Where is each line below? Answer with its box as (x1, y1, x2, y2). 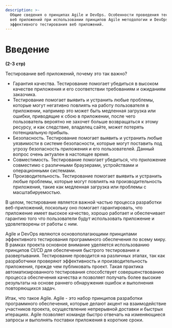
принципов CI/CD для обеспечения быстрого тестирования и (5, 247, 140, 253)
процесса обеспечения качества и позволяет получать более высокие (5, 274, 161, 280)
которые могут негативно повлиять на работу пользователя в (12, 102, 149, 108)
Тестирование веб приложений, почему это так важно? (5, 71, 127, 77)
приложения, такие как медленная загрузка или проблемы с (12, 184, 147, 190)
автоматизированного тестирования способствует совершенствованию (5, 269, 164, 275)
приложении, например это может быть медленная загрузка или (12, 108, 156, 114)
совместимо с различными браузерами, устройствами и (12, 162, 138, 168)
